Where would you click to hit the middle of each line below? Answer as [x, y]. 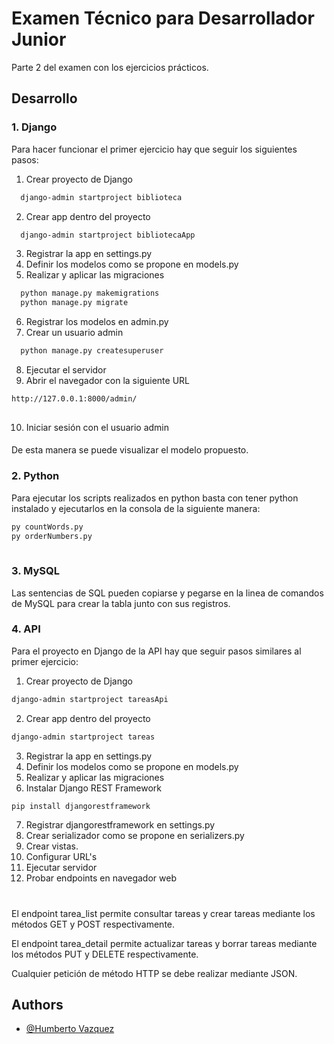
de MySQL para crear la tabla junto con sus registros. [121, 603]
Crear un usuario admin [74, 333]
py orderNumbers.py [52, 536]
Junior [39, 39]
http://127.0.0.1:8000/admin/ [74, 399]
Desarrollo [44, 98]
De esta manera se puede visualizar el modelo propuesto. [130, 450]
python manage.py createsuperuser [92, 351]
